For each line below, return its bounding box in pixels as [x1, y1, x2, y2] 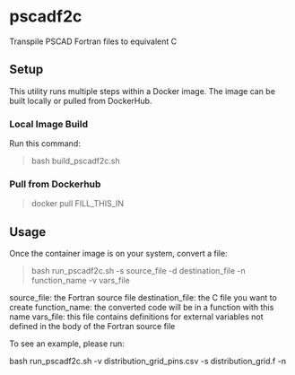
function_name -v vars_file [30, 275, 130, 286]
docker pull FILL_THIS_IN [30, 198, 124, 209]
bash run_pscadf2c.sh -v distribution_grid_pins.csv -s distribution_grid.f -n [9, 356, 287, 367]
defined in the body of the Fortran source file [9, 321, 176, 332]
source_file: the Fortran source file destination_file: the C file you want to [9, 292, 278, 303]
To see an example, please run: [9, 338, 126, 349]
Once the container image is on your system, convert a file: [9, 249, 228, 259]
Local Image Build [9, 118, 89, 130]
